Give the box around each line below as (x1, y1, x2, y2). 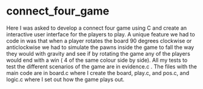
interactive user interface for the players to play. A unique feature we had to (6, 30, 195, 38)
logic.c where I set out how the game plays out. (6, 76, 125, 83)
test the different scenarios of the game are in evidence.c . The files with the (6, 62, 197, 70)
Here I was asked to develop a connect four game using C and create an (6, 24, 187, 31)
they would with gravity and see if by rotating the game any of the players (6, 50, 191, 57)
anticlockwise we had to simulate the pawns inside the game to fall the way (6, 44, 195, 51)
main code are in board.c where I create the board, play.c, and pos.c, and (6, 69, 190, 76)
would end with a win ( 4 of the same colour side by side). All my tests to (6, 56, 188, 64)
